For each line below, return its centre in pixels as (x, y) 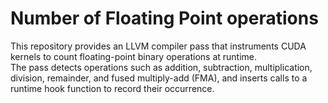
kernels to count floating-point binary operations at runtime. (134, 56)
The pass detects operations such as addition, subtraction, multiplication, (161, 67)
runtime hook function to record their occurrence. (112, 88)
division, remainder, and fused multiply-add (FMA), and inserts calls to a (159, 78)
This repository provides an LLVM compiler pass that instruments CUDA (158, 46)
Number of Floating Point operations (164, 18)
